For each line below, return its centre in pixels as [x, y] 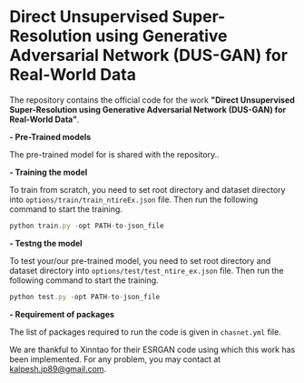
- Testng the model [46, 243]
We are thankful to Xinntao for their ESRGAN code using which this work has [152, 349]
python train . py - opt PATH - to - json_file [87, 226]
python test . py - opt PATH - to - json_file [85, 297]
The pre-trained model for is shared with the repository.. [114, 154]
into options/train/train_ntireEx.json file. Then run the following [134, 199]
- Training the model [49, 172]
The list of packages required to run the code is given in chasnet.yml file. [145, 332]
